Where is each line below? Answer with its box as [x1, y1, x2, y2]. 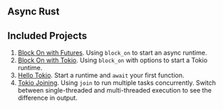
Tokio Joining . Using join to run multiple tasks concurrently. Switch [17, 79, 216, 87]
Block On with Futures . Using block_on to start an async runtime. [17, 49, 207, 57]
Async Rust [7, 6, 60, 18]
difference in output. [17, 93, 78, 102]
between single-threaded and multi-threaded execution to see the [17, 86, 212, 95]
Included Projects [7, 30, 88, 42]
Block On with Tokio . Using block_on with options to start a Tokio [17, 56, 208, 64]
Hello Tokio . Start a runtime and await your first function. [17, 71, 185, 80]
